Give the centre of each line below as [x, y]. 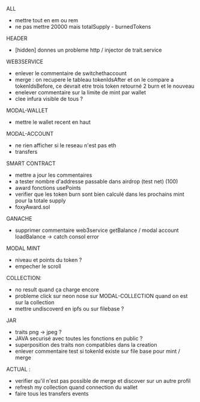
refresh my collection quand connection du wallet [76, 387]
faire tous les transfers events [52, 394]
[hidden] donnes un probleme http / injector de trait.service [88, 50]
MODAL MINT [23, 248]
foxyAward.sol [32, 207]
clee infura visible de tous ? [49, 99]
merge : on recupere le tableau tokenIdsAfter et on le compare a [94, 80]
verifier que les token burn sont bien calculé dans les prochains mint [99, 194]
